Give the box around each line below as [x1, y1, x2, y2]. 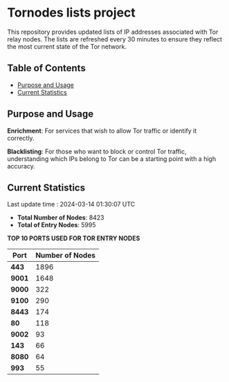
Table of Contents [7, 62, 86, 74]
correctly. [7, 133, 35, 142]
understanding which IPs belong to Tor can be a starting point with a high [7, 154, 217, 163]
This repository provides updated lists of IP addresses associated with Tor [7, 28, 219, 36]
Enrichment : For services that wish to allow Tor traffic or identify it [7, 126, 197, 135]
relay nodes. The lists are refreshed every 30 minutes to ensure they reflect [7, 35, 223, 43]
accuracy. [7, 162, 36, 170]
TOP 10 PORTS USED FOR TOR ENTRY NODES [7, 234, 140, 242]
